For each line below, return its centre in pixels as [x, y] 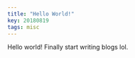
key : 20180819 [28, 21]
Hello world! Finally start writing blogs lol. [68, 47]
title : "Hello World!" [41, 14]
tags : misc [23, 27]
